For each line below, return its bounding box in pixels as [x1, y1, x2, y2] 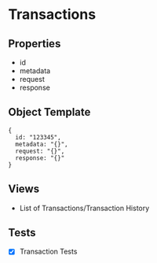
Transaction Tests [19, 246, 78, 257]
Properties [8, 37, 61, 50]
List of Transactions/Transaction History [19, 203, 150, 213]
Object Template [8, 106, 91, 119]
